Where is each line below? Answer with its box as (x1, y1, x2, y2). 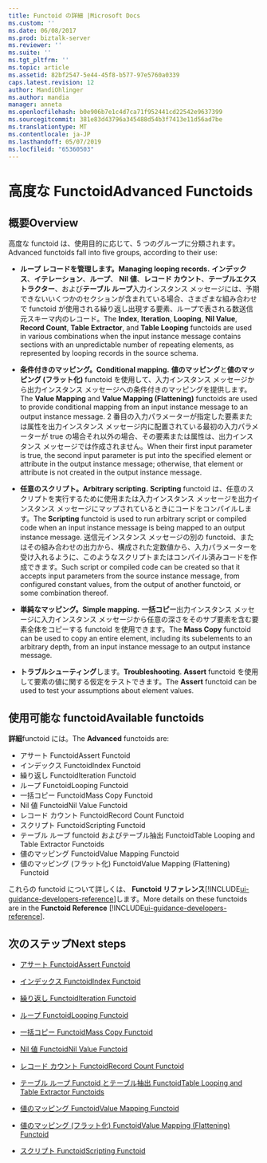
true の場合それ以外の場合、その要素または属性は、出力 (49, 432, 233, 441)
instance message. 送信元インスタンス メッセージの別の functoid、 (19, 532, 241, 542)
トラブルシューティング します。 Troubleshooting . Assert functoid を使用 (19, 667, 259, 676)
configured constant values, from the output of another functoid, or (19, 580, 241, 589)
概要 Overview (8, 216, 79, 230)
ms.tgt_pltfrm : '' (8, 57, 69, 65)
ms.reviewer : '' (8, 41, 62, 49)
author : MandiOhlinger (8, 85, 84, 94)
